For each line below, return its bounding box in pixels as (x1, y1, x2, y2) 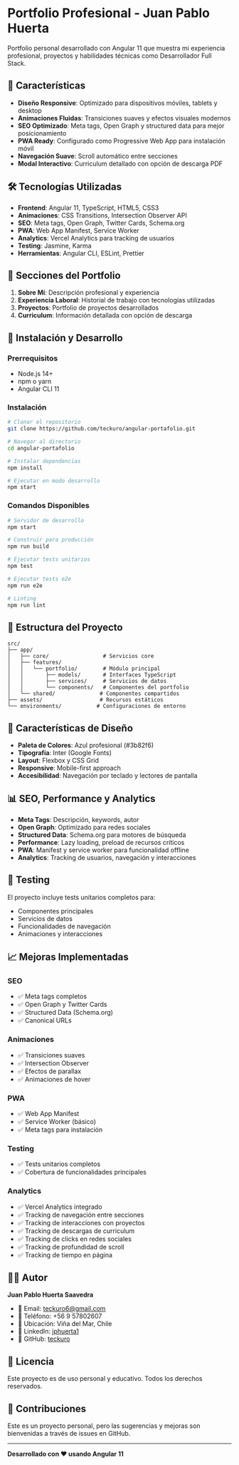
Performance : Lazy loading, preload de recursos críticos (17, 838, 185, 846)
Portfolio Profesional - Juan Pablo (7, 5, 210, 21)
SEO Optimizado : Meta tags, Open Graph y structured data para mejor (17, 121, 225, 130)
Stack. (7, 59, 26, 67)
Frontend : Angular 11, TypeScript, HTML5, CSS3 (17, 203, 159, 212)
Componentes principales (17, 906, 94, 915)
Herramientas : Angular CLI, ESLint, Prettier (17, 248, 144, 258)
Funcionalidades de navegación (17, 922, 112, 931)
